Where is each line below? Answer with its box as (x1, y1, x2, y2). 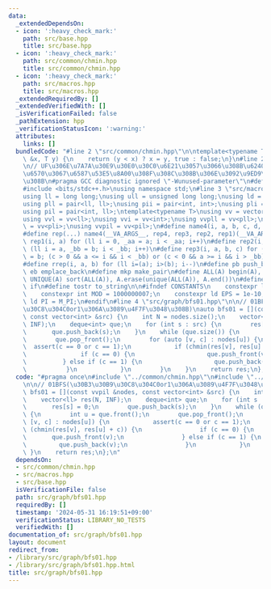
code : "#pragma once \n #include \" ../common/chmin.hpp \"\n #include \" (15, 373, 254, 381)
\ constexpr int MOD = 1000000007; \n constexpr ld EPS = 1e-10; (23, 290, 265, 299)
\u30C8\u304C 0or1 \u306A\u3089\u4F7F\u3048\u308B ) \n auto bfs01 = (23, 305, 244, 313)
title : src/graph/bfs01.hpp (8, 568, 103, 577)
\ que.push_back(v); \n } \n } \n (23, 440, 251, 449)
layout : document (8, 539, 67, 547)
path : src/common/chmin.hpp (23, 57, 117, 66)
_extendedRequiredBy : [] (15, 95, 99, 103)
